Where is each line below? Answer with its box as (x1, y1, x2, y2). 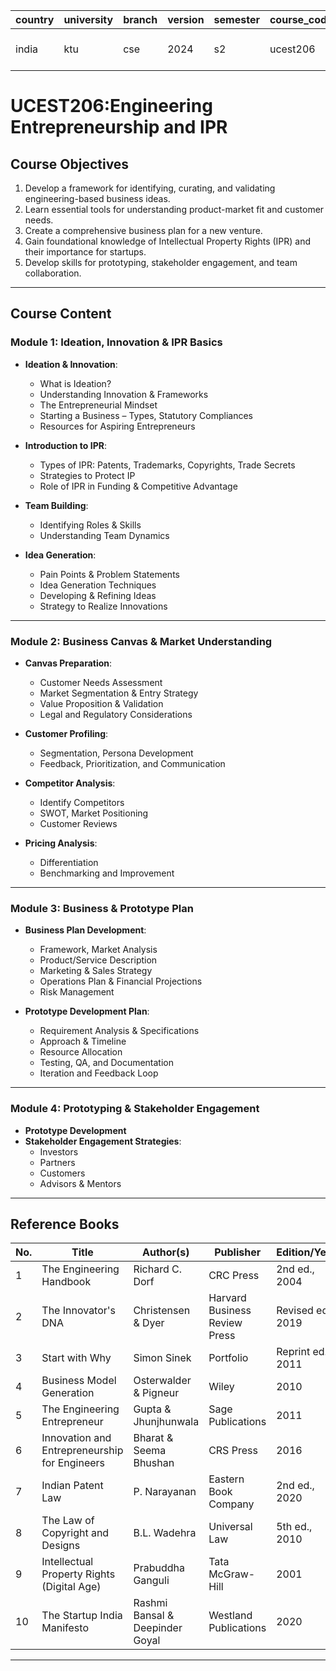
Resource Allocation (39, 1046, 123, 1058)
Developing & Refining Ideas (39, 589, 157, 601)
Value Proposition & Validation (39, 697, 164, 709)
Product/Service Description (39, 954, 158, 966)
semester (213, 13, 260, 26)
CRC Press (208, 1269, 260, 1283)
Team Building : (24, 499, 89, 511)
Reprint (276, 1345, 311, 1359)
